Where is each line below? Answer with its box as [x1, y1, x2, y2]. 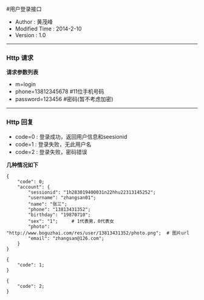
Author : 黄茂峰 [15, 18, 53, 26]
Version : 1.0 [15, 32, 46, 38]
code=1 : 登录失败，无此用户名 [15, 141, 92, 148]
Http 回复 [6, 118, 34, 127]
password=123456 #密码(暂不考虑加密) [15, 96, 114, 103]
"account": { [17, 184, 50, 190]
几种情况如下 [6, 161, 38, 169]
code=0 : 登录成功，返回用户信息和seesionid [15, 133, 127, 140]
